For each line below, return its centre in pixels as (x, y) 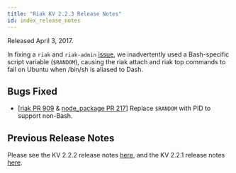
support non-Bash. (45, 116)
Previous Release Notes (61, 138)
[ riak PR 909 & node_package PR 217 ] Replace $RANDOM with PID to (114, 108)
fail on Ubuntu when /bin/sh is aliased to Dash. (75, 69)
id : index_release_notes (44, 20)
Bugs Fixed (33, 91)
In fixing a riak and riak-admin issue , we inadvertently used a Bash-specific (118, 54)
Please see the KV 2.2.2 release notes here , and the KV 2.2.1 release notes (116, 155)
